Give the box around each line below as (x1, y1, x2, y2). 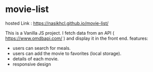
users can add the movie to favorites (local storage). (12, 50, 122, 56)
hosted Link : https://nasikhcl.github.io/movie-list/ (5, 20, 109, 26)
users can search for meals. (12, 45, 71, 51)
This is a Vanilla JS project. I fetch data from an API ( (5, 30, 115, 36)
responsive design (12, 61, 52, 67)
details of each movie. (12, 55, 59, 61)
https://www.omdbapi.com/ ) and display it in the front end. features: (5, 35, 148, 41)
